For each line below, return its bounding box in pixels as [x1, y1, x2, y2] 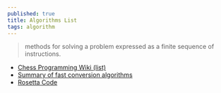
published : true [7, 10, 55, 17]
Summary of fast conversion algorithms [17, 71, 133, 79]
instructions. [24, 50, 61, 58]
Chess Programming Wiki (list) [17, 64, 107, 72]
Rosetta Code [17, 78, 58, 87]
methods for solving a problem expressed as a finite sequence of [24, 43, 215, 51]
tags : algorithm [7, 23, 55, 30]
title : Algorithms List [7, 17, 78, 24]
